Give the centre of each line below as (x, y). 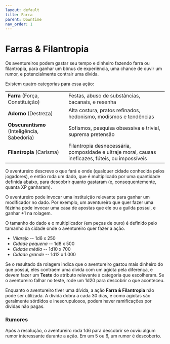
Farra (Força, (23, 96)
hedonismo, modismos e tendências (111, 117)
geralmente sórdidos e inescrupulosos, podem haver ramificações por (78, 301)
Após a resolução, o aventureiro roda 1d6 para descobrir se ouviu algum (80, 331)
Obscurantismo (27, 125)
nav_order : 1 (19, 24)
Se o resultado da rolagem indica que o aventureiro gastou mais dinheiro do (84, 264)
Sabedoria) (21, 137)
